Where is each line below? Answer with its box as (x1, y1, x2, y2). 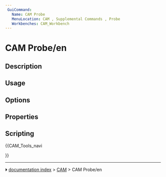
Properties (5, 113, 39, 121)
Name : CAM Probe (11, 12, 45, 17)
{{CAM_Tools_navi (5, 142, 42, 149)
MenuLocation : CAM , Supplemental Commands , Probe (11, 16, 121, 21)
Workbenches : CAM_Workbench (11, 21, 70, 26)
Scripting (5, 129, 35, 138)
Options (5, 96, 31, 104)
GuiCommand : (7, 7, 32, 12)
